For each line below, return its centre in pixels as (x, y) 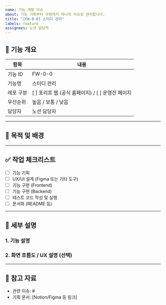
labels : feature (22, 24)
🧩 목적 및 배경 (25, 136)
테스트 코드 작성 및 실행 (35, 197)
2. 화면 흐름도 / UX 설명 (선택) (39, 255)
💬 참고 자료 (21, 278)
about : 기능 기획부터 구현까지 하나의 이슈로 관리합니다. (55, 14)
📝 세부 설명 (21, 226)
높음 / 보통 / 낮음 (50, 102)
